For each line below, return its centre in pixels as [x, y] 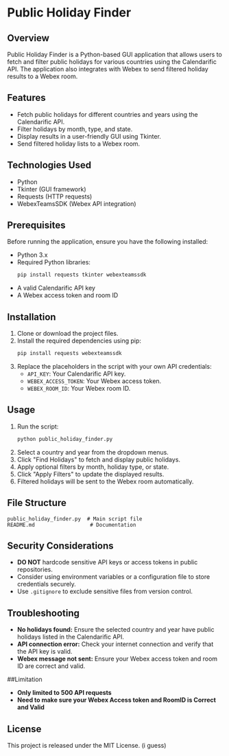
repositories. [35, 570]
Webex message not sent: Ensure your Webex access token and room [117, 659]
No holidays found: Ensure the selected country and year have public [116, 630]
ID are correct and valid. [51, 666]
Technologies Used [49, 165]
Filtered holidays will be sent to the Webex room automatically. [105, 481]
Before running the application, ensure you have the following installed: [108, 242]
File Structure [37, 503]
